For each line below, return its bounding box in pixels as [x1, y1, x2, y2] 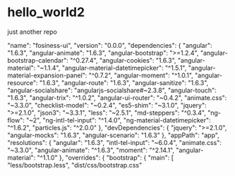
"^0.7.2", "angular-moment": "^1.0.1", [88, 71, 194, 80]
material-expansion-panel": [7, 71, 88, 80]
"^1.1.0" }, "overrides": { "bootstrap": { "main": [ [37, 153, 174, 162]
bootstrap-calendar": [7, 56, 68, 64]
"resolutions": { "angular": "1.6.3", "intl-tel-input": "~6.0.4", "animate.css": [7, 138, 222, 146]
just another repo [7, 27, 58, 36]
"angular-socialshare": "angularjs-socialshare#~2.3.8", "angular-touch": [7, 86, 217, 94]
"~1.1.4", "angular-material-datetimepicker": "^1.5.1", [37, 63, 187, 72]
